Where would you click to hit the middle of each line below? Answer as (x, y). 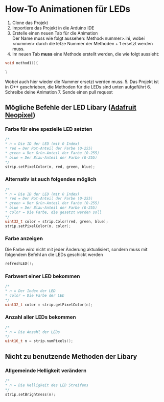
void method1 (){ (22, 63)
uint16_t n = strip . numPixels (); (39, 341)
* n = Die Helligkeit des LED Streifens (47, 385)
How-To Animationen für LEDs (68, 9)
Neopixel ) (20, 115)
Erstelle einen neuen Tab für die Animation (55, 33)
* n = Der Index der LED (30, 291)
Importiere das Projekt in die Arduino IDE (53, 28)
